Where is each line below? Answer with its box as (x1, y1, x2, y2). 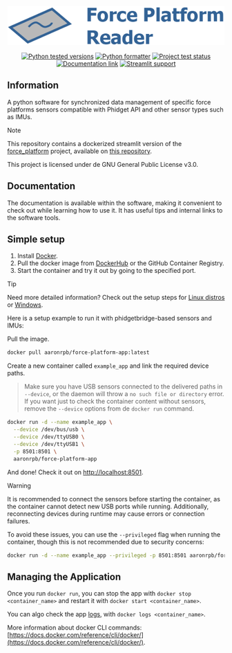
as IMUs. (7, 112, 32, 120)
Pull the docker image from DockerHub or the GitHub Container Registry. (17, 259, 224, 267)
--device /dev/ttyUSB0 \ (13, 433, 85, 440)
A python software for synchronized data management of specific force (7, 98, 211, 106)
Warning (7, 481, 31, 490)
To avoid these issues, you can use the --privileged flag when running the (7, 530, 221, 539)
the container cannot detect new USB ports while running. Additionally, (7, 502, 209, 510)
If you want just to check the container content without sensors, (23, 397, 206, 406)
